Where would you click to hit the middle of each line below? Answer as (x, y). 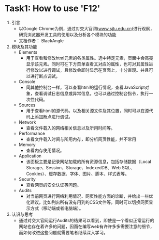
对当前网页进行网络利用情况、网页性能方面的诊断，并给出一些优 (89, 196)
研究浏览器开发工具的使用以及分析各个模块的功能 (67, 34)
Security (27, 179)
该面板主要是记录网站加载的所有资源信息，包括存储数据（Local (89, 161)
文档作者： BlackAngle (41, 40)
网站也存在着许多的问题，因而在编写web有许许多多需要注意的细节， (87, 226)
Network (27, 122)
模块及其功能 (24, 47)
